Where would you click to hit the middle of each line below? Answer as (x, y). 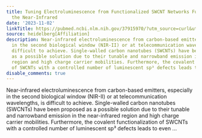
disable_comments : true (36, 73)
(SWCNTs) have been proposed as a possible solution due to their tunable (98, 109)
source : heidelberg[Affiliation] (48, 34)
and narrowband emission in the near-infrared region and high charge (93, 116)
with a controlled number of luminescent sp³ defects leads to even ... (92, 128)
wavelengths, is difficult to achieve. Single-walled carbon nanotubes (91, 103)
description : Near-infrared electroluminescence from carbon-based (93, 40)
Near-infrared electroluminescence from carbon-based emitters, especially (99, 90)
